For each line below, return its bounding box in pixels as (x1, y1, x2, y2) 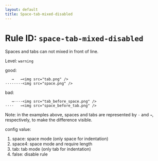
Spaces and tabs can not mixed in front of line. (5, 49, 99, 54)
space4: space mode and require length (12, 141, 92, 147)
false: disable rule (12, 151, 48, 157)
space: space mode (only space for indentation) (12, 136, 108, 142)
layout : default (5, 7, 38, 12)
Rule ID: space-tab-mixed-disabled (5, 33, 143, 44)
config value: (5, 126, 32, 132)
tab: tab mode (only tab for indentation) (12, 146, 91, 152)
